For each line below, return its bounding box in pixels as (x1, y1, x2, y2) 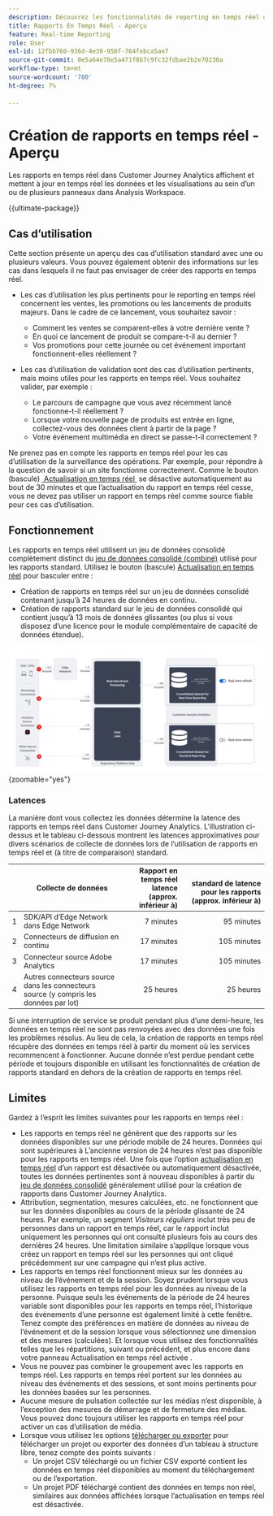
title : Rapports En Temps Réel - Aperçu (8, 21, 148, 30)
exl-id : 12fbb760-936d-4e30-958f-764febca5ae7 (8, 47, 169, 56)
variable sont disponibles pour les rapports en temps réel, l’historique (19, 1301, 253, 1311)
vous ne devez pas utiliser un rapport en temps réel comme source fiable (8, 492, 253, 501)
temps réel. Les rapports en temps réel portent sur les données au (19, 1370, 242, 1380)
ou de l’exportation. (32, 1474, 97, 1484)
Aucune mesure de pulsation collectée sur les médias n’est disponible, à (19, 1396, 262, 1406)
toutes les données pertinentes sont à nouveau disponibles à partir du (19, 1172, 255, 1181)
